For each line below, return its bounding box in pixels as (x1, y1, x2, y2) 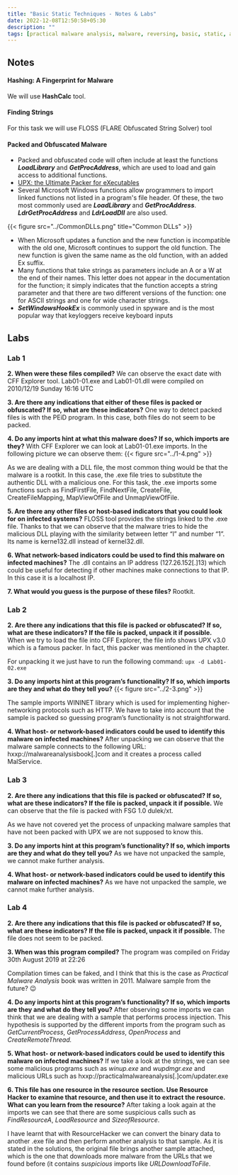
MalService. (7, 758, 42, 766)
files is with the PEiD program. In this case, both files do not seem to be (7, 412, 216, 422)
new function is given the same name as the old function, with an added (17, 251, 228, 259)
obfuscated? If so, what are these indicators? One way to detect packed (7, 405, 222, 414)
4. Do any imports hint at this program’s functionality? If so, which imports (7, 997, 230, 1006)
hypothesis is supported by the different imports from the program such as (7, 1020, 225, 1028)
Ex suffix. (17, 259, 45, 267)
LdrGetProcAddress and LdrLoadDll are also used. (17, 208, 168, 217)
